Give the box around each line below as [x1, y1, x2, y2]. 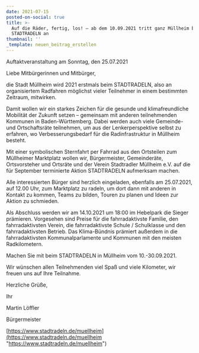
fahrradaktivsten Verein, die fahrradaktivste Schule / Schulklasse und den [6, 221, 186, 228]
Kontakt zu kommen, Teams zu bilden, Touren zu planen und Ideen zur [6, 191, 179, 198]
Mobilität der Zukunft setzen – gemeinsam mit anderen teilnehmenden [6, 111, 177, 119]
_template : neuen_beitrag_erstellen [6, 42, 97, 48]
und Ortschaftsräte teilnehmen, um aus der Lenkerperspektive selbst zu [6, 124, 182, 131]
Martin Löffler [6, 304, 40, 311]
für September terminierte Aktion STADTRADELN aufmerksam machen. [6, 167, 180, 174]
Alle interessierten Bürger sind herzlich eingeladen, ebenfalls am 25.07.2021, [6, 179, 192, 186]
